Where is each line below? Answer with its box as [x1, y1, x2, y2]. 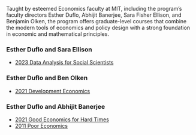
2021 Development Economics [14, 87, 91, 94]
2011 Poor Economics [14, 122, 68, 129]
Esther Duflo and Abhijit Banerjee [6, 102, 105, 111]
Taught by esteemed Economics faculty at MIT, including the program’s [6, 5, 182, 12]
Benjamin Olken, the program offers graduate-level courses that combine [6, 18, 187, 24]
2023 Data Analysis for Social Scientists [14, 59, 114, 66]
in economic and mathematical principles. [6, 30, 110, 38]
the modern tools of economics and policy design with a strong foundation [6, 24, 191, 31]
